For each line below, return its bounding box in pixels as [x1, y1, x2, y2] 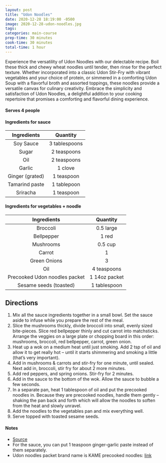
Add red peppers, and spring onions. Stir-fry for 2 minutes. [12, 371, 134, 377]
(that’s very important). [12, 355, 60, 361]
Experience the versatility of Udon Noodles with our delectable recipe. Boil [5, 58, 159, 64]
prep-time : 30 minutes [5, 36, 52, 41]
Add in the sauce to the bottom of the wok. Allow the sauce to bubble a [12, 376, 159, 382]
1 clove [57, 164, 75, 171]
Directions [5, 299, 38, 307]
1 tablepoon [51, 181, 80, 188]
